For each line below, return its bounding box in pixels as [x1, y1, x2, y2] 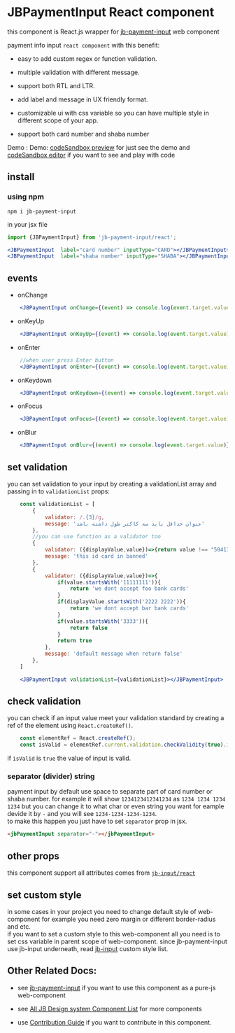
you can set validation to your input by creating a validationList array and [7, 480, 217, 488]
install [7, 171, 35, 183]
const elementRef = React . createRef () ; [20, 735, 136, 742]
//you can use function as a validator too [32, 533, 161, 540]
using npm [7, 192, 44, 202]
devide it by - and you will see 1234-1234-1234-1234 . [7, 810, 157, 818]
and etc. [7, 922, 31, 931]
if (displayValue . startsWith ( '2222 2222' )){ [57, 598, 187, 605]
